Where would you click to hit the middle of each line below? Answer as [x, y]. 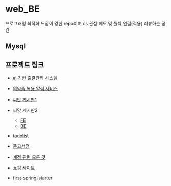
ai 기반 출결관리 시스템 [35, 78]
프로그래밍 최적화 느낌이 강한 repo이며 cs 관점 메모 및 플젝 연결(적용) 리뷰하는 [83, 23]
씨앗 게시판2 [25, 110]
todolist [21, 136]
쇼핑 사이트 [24, 168]
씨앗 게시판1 [25, 100]
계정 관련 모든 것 [29, 157]
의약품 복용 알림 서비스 [35, 89]
